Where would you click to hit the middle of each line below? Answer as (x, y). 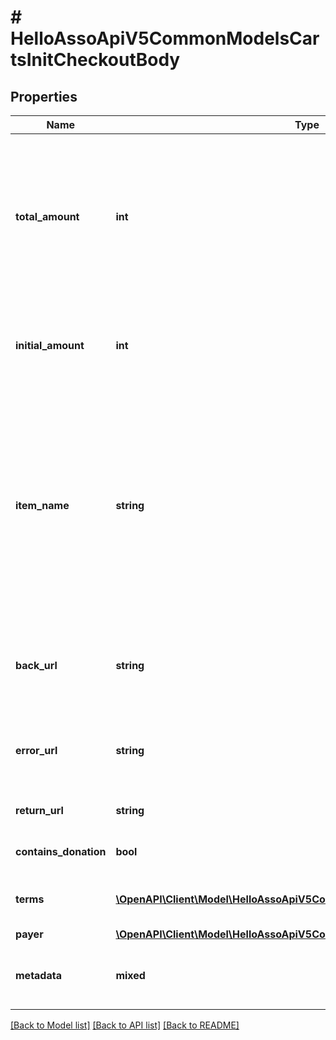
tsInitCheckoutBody (95, 60)
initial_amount (50, 345)
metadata (38, 975)
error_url (36, 750)
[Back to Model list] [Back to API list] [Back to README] (125, 1025)
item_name (42, 505)
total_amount (47, 216)
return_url (39, 810)
